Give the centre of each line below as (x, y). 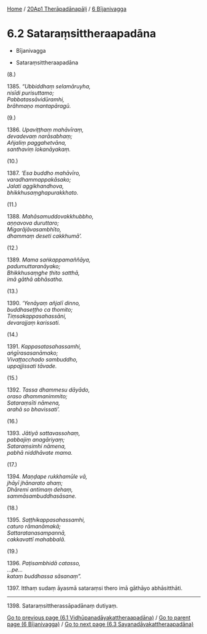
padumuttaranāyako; (34, 266)
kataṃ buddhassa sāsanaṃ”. (44, 576)
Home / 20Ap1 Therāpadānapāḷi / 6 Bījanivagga (67, 9)
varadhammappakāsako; (39, 179)
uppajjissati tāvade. (32, 366)
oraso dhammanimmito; (37, 396)
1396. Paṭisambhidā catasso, (44, 563)
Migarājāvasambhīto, (34, 229)
